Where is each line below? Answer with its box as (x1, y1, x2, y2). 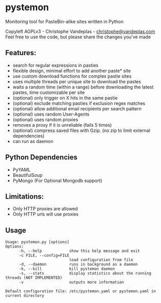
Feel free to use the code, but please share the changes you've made (5, 34, 151, 40)
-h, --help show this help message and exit (18, 248, 140, 254)
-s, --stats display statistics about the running (18, 271, 152, 276)
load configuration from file (69, 258, 133, 263)
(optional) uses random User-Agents (12, 111, 90, 117)
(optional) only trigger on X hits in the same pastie (12, 95, 118, 101)
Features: (5, 49, 37, 57)
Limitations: (5, 192, 44, 201)
